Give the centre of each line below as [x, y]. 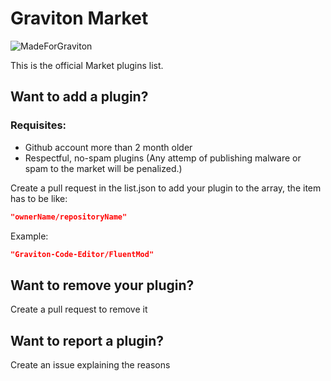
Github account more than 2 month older [108, 147]
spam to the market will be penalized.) [103, 168]
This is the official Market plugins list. [87, 65]
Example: [29, 236]
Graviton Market [79, 18]
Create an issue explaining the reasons [90, 365]
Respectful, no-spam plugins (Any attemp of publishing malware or [163, 158]
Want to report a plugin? [87, 340]
